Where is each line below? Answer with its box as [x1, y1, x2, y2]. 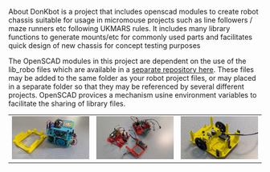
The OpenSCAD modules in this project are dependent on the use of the [8, 56, 247, 66]
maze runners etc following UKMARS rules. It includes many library [8, 24, 231, 33]
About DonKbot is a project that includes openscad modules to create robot [8, 7, 259, 16]
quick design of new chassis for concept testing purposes [8, 41, 201, 50]
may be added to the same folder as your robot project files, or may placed [8, 74, 256, 82]
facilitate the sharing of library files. [8, 99, 126, 108]
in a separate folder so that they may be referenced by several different [8, 82, 245, 91]
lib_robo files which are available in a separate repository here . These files [8, 65, 255, 74]
